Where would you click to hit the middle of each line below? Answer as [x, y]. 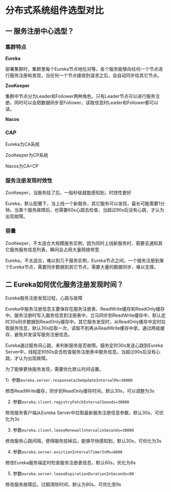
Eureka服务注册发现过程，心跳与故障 [44, 298]
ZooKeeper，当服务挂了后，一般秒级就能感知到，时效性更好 [68, 193]
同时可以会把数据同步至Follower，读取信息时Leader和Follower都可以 [86, 102]
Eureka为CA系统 [22, 145]
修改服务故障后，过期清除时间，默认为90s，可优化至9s [63, 484]
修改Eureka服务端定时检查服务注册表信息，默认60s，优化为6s [71, 462]
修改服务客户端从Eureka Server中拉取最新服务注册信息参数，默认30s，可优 [84, 413]
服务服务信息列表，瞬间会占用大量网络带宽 [54, 250]
